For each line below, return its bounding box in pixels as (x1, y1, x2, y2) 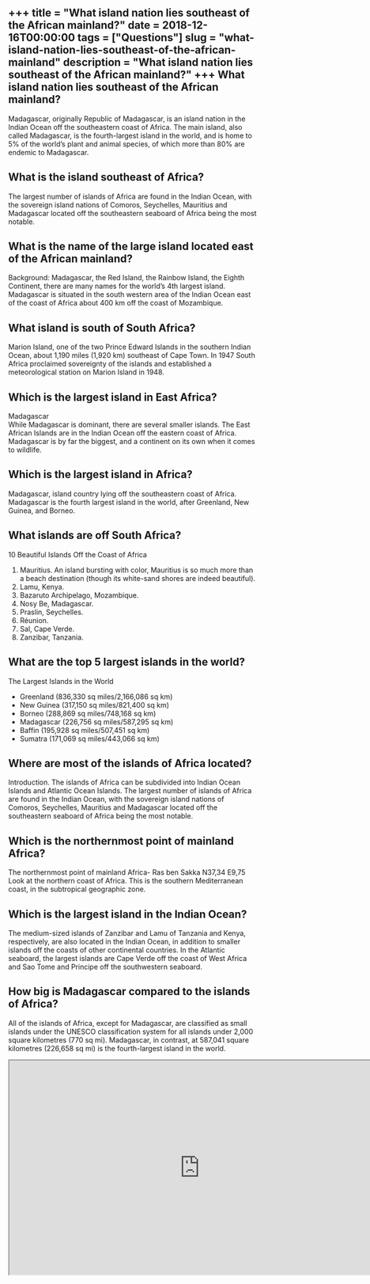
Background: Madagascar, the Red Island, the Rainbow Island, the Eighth (8, 273, 245, 283)
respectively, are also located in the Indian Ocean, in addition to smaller (8, 936, 241, 946)
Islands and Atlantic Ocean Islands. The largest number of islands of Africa (8, 786, 252, 796)
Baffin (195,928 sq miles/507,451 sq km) (19, 725, 150, 735)
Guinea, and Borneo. (8, 506, 76, 515)
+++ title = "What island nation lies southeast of (8, 6, 251, 20)
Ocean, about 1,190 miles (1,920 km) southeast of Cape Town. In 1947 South (8, 351, 255, 360)
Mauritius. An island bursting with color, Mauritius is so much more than (19, 565, 254, 575)
